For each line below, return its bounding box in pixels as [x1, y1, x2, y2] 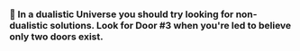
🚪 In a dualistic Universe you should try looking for [9, 8, 234, 21]
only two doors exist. [9, 30, 104, 43]
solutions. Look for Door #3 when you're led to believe [49, 19, 292, 31]
